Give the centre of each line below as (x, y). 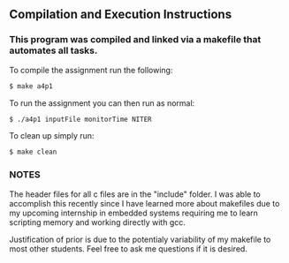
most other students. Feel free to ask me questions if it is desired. (128, 248)
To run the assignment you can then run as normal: (102, 103)
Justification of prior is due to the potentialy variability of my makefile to (140, 239)
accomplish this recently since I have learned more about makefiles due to (144, 203)
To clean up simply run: (52, 136)
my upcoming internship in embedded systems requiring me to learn (134, 213)
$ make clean (33, 152)
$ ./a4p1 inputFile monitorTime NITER (80, 119)
